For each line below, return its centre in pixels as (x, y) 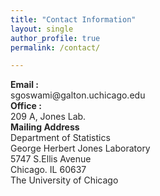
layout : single (42, 29)
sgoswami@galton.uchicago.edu (78, 95)
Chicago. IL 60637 (48, 170)
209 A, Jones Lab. (48, 117)
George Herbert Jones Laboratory (80, 148)
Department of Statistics (60, 138)
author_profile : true (55, 38)
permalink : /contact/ (55, 47)
